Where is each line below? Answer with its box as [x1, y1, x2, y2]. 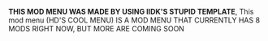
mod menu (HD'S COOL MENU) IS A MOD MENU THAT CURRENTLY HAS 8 [8, 15, 261, 25]
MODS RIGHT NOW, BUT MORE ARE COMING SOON [8, 24, 185, 33]
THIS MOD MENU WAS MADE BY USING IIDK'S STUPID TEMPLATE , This [8, 7, 254, 16]
